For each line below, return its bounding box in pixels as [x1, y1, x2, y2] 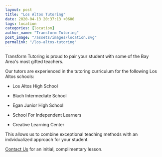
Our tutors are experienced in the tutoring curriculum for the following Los [5, 68, 157, 74]
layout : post [5, 7, 32, 12]
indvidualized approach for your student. [5, 136, 89, 142]
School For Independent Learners [12, 112, 82, 118]
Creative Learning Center [12, 121, 65, 127]
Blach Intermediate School [12, 92, 67, 98]
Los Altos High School [12, 83, 58, 89]
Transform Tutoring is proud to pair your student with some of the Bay [5, 53, 149, 59]
